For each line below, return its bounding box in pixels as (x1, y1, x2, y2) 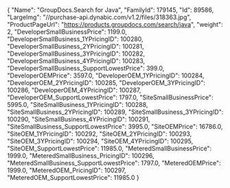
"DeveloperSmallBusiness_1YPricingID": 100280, (7, 35, 143, 43)
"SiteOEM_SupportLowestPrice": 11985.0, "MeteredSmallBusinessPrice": (7, 144, 212, 152)
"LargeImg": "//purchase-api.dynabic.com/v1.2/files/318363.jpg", (7, 13, 192, 21)
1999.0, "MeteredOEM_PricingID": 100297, (7, 166, 126, 174)
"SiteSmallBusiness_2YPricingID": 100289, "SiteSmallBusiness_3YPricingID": (7, 108, 224, 116)
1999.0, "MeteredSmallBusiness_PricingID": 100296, (7, 152, 154, 160)
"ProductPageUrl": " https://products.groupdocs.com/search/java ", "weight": (7, 21, 223, 28)
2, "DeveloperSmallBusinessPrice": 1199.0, (7, 27, 127, 36)
